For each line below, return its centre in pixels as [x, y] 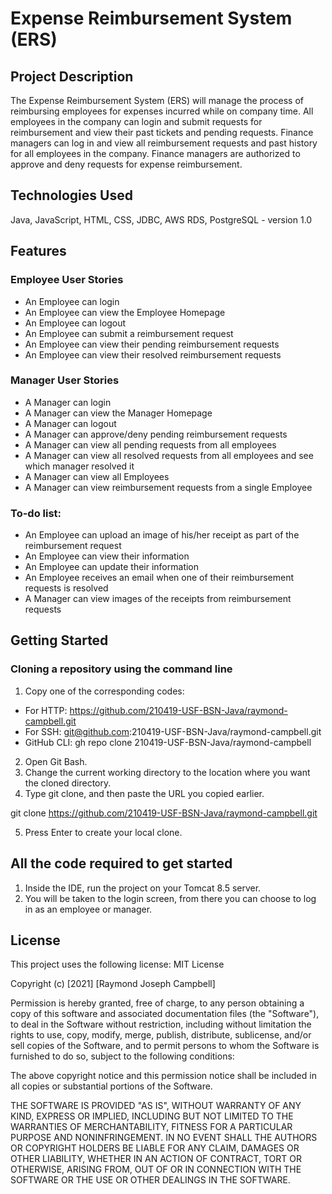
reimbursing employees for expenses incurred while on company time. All [162, 111]
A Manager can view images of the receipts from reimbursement [158, 599]
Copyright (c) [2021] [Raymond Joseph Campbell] [113, 984]
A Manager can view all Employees [97, 476]
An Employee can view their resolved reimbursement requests [153, 354]
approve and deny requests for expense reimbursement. [126, 164]
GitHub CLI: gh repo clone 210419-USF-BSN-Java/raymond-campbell [168, 742]
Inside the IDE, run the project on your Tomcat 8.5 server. [143, 888]
